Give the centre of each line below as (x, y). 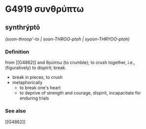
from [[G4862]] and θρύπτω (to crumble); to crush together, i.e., (70, 63)
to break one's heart (40, 88)
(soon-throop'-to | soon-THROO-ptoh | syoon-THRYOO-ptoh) (67, 39)
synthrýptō (23, 27)
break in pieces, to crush (37, 77)
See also (15, 111)
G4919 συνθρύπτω (44, 9)
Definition (17, 52)
